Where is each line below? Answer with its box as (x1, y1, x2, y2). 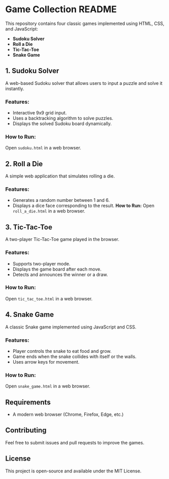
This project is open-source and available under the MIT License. (5, 468, 142, 474)
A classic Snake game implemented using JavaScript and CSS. (5, 324, 137, 330)
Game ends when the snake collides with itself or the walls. (12, 353, 137, 360)
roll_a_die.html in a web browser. (12, 208, 85, 214)
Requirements (5, 398, 51, 406)
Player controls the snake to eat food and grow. (12, 348, 112, 354)
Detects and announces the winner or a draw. (12, 271, 108, 278)
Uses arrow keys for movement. (12, 358, 80, 365)
